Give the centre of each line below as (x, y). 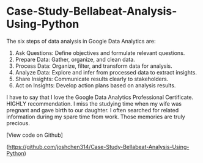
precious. (18, 123)
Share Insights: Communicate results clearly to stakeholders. (92, 79)
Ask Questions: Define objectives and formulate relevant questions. (100, 53)
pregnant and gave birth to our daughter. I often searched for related (93, 110)
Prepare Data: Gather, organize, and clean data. (75, 59)
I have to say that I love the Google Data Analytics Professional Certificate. (100, 97)
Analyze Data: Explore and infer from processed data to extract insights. (106, 72)
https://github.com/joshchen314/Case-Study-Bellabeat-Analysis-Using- (99, 147)
